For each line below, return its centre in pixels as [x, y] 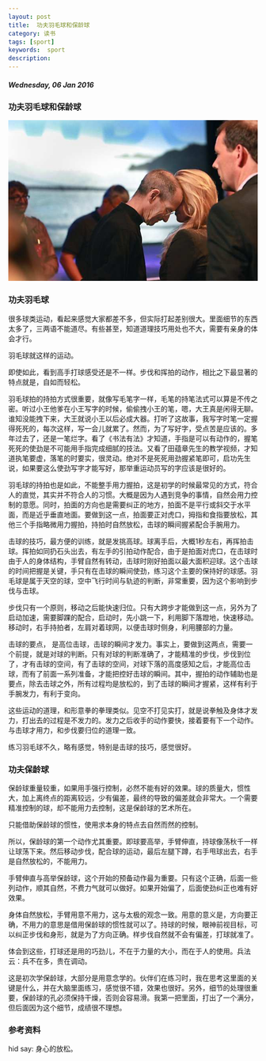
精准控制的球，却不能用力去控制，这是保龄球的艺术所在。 [102, 808]
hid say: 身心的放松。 [43, 1049]
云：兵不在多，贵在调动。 [50, 961]
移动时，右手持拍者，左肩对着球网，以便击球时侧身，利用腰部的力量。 [123, 627]
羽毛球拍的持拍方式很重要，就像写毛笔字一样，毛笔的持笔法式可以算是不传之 [133, 399]
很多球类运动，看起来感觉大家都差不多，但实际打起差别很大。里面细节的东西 [133, 318]
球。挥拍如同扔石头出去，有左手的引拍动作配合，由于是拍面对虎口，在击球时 [133, 551]
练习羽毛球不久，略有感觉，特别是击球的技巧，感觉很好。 [102, 747]
